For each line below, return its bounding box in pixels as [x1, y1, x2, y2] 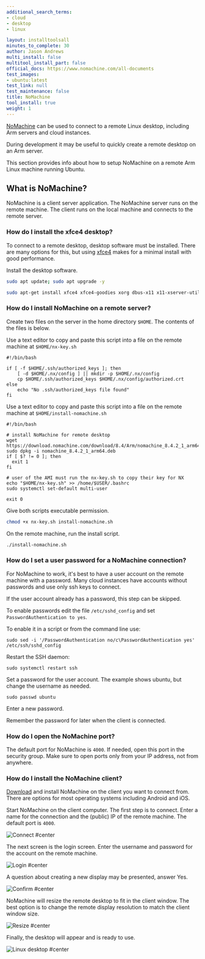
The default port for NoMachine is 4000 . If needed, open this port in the [6, 746, 185, 753]
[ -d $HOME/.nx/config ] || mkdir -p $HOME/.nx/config [17, 370, 160, 377]
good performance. [6, 255, 56, 262]
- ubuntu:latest [6, 77, 48, 83]
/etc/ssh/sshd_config [6, 642, 62, 649]
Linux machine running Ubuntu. [6, 165, 85, 173]
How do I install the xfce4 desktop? [6, 228, 113, 236]
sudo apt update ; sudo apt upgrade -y [6, 278, 105, 285]
